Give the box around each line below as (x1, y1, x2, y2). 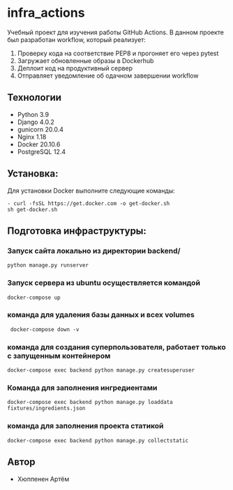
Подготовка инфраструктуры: (7, 225, 146, 237)
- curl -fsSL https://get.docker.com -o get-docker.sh (7, 199, 170, 207)
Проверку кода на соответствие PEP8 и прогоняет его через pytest (17, 49, 219, 57)
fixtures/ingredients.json (7, 405, 86, 412)
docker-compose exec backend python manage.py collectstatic (7, 437, 189, 444)
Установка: (7, 168, 59, 180)
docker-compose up (7, 294, 61, 301)
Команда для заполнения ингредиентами (7, 383, 158, 393)
